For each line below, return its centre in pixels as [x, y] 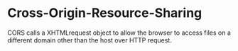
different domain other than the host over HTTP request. [90, 40]
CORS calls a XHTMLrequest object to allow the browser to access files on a [119, 33]
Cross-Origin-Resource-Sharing [105, 13]
